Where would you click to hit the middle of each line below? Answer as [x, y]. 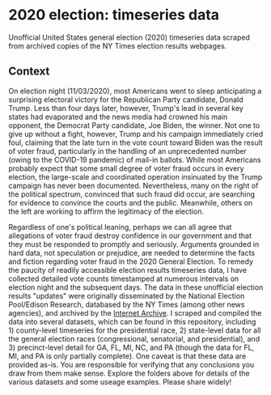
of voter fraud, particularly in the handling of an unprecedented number [127, 151]
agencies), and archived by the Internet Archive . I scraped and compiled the [135, 312]
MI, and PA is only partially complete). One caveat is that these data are [127, 356]
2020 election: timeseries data [114, 15]
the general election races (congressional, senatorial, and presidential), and [134, 338]
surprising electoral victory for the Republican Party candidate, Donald [126, 100]
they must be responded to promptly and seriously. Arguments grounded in [134, 244]
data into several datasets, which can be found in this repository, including [132, 321]
